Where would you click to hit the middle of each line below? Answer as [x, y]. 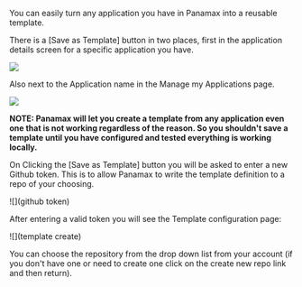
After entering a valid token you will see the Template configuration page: [146, 219]
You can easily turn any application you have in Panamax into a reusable [143, 13]
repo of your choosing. [52, 184]
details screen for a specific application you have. [101, 50]
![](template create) [46, 236]
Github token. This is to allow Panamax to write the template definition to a [147, 174]
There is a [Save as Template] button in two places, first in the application [146, 40]
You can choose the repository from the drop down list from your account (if [151, 254]
